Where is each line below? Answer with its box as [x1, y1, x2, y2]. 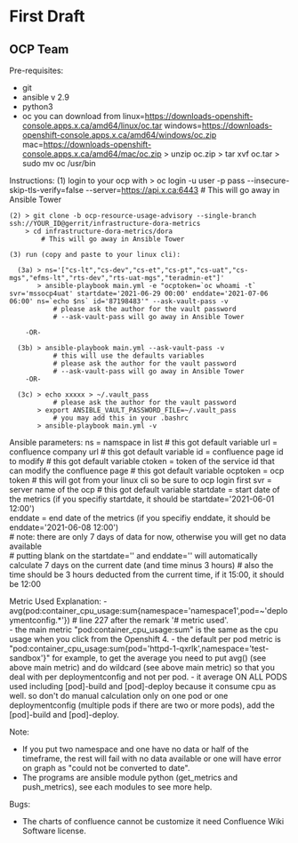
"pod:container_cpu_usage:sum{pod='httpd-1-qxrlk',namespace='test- [9, 643, 270, 654]
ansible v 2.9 [21, 92, 69, 102]
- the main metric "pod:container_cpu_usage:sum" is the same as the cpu [9, 624, 278, 635]
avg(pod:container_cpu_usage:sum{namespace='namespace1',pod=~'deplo [9, 606, 288, 615]
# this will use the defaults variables [52, 351, 205, 360]
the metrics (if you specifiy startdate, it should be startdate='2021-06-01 [9, 494, 275, 504]
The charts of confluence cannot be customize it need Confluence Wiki [21, 816, 285, 826]
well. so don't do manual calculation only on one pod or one [9, 691, 229, 701]
